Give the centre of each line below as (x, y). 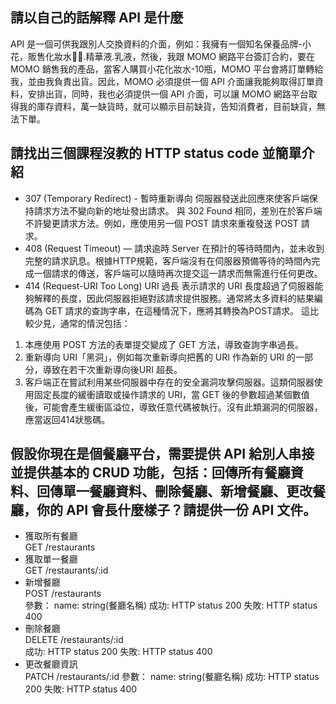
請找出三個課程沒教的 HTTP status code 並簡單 (156, 153)
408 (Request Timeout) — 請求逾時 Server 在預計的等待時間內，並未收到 (174, 248)
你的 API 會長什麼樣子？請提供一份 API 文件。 (176, 510)
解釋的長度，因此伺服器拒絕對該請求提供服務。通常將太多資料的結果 (174, 298)
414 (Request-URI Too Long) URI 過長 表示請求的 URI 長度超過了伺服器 (169, 285)
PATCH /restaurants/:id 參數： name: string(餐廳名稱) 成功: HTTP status (172, 677)
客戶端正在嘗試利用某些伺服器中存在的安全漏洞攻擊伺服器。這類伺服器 (169, 382)
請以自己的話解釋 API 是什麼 (97, 18)
